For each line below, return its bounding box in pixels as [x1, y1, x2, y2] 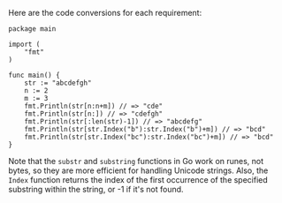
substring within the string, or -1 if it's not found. [8, 184, 184, 194]
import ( [8, 40, 41, 49]
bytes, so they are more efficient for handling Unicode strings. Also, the [8, 165, 269, 176]
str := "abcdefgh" [24, 79, 92, 87]
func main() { [8, 71, 61, 79]
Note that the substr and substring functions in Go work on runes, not [8, 156, 264, 166]
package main [8, 25, 57, 34]
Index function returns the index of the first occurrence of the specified [8, 175, 269, 184]
